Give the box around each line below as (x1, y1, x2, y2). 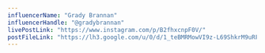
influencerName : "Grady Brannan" (7, 11, 118, 19)
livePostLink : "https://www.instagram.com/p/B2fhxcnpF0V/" (7, 26, 206, 34)
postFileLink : (7, 33, 55, 41)
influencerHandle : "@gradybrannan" (7, 19, 125, 26)
